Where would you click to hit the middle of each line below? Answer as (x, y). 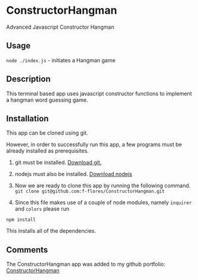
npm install (21, 220)
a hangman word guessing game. (47, 100)
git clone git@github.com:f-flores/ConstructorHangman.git (90, 191)
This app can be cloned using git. (47, 133)
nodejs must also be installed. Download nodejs (73, 174)
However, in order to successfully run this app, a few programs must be (94, 145)
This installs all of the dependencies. (51, 231)
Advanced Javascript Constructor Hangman (60, 27)
